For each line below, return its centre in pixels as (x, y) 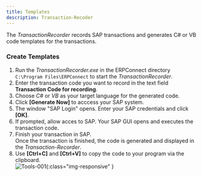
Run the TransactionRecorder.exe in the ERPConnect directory (93, 70)
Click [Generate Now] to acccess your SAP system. (80, 102)
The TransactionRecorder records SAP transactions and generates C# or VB (101, 34)
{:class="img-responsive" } (80, 166)
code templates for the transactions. (51, 41)
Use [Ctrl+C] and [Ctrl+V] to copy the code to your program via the (99, 153)
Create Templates (33, 57)
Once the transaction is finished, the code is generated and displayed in (105, 140)
